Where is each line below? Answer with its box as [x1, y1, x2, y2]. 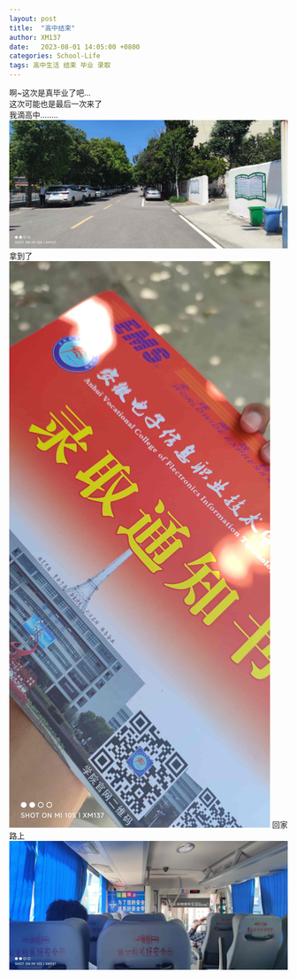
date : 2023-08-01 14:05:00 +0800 [9, 42, 141, 51]
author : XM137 [9, 33, 62, 42]
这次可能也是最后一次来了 [9, 98, 103, 109]
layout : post [9, 14, 57, 23]
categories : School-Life [9, 51, 101, 61]
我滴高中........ [9, 110, 59, 119]
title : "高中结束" [9, 23, 76, 33]
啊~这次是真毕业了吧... [9, 88, 91, 97]
